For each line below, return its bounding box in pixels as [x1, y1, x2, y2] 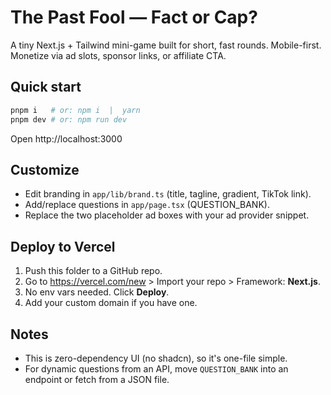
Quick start [10, 79, 82, 96]
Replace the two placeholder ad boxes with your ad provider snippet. [24, 209, 310, 221]
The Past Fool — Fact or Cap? [10, 6, 258, 29]
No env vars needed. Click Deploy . [24, 286, 170, 298]
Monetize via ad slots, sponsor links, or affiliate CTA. [10, 49, 227, 61]
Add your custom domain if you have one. [24, 297, 198, 309]
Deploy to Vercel [10, 238, 116, 255]
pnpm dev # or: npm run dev [10, 114, 128, 125]
